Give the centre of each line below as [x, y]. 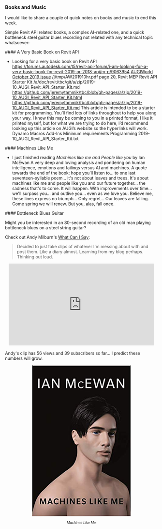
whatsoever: [17, 43]
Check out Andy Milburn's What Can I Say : [48, 237]
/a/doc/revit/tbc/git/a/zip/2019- [65, 82]
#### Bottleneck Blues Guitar [34, 213]
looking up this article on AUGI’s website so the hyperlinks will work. [80, 128]
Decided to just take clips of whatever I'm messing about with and [82, 247]
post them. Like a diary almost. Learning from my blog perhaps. [80, 252]
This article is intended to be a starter [118, 108]
